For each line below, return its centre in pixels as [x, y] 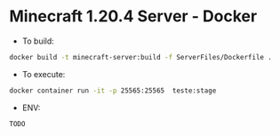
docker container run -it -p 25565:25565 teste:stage [113, 91]
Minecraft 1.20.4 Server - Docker [133, 16]
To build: [38, 41]
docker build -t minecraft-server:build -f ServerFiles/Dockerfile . [141, 57]
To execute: [44, 74]
